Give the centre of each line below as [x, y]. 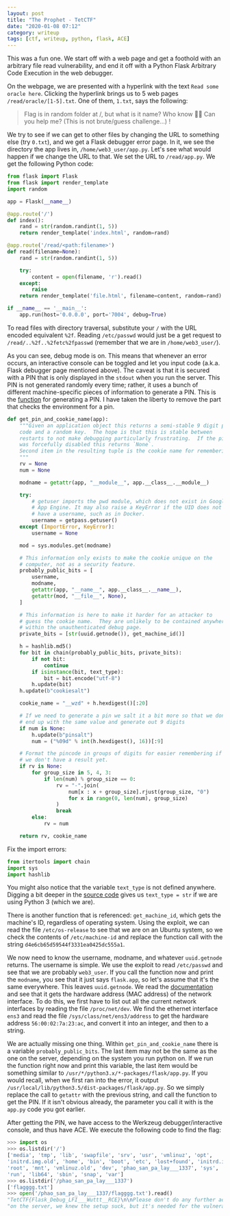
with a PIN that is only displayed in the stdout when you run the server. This [114, 377]
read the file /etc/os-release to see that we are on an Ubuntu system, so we [115, 930]
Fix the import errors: [37, 849]
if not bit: [49, 659]
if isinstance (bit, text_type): [78, 672]
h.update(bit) [52, 685]
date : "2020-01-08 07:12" [44, 26]
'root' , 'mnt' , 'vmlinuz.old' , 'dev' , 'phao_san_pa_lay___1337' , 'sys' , [113, 1168]
